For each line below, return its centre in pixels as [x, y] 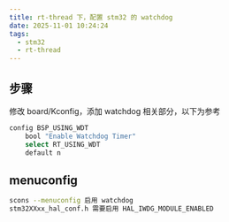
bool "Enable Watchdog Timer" [81, 136]
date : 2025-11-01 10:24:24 [59, 26]
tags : [19, 34]
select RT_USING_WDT [63, 144]
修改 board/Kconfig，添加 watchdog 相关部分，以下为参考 [115, 111]
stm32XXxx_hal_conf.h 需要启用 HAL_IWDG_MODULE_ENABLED [111, 209]
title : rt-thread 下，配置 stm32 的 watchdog [91, 17]
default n [43, 153]
